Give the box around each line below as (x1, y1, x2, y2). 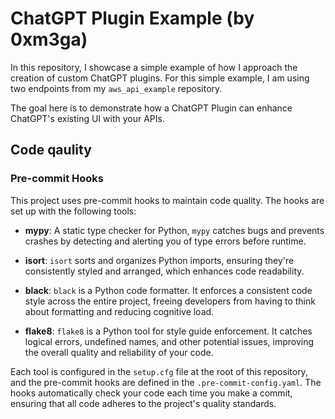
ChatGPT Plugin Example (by (10, 7, 255, 30)
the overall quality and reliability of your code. (24, 346, 214, 358)
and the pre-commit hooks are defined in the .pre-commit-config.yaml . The (10, 376, 322, 388)
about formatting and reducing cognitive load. (24, 305, 215, 317)
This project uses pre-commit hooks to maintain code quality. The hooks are (10, 194, 325, 206)
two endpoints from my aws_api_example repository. (10, 82, 223, 94)
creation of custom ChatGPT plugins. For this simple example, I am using (10, 72, 310, 84)
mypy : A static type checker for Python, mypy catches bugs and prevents (24, 224, 325, 236)
